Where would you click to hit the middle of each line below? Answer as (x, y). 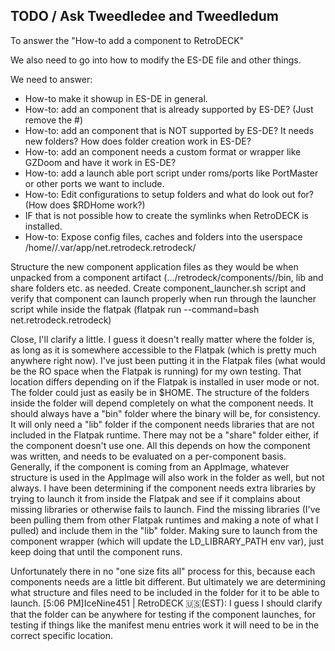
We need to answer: (51, 79)
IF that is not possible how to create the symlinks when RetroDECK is (166, 215)
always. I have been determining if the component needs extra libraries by (163, 488)
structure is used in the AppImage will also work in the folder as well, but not (167, 477)
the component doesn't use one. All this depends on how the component (160, 445)
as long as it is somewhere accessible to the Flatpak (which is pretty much (163, 350)
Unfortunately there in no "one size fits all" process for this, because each (163, 571)
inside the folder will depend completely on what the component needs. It (162, 403)
